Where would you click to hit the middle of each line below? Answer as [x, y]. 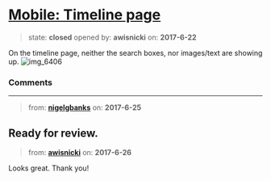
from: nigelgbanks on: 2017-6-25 [85, 107]
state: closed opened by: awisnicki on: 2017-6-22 [112, 37]
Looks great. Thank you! [49, 168]
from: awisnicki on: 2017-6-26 [79, 153]
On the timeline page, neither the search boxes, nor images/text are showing [135, 53]
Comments [30, 82]
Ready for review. [53, 133]
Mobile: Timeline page [85, 15]
